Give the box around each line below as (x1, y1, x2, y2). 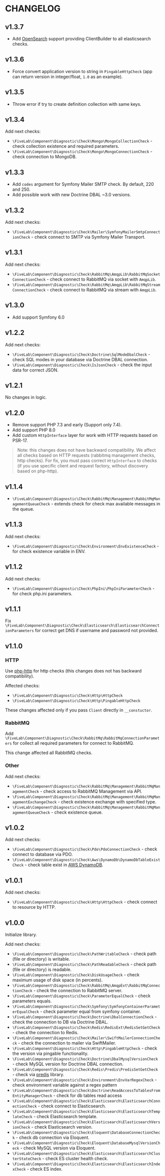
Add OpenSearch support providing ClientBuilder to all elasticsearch (12, 36, 151, 42)
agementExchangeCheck (12, 799, 57, 804)
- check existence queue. (51, 809, 103, 815)
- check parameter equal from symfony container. (40, 1008, 141, 1014)
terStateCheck (12, 1157, 41, 1162)
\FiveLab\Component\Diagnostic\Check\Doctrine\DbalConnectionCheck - (12, 1014, 157, 1020)
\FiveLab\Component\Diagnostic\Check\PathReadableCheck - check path (12, 962, 157, 967)
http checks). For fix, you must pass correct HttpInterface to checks (17, 458, 157, 463)
